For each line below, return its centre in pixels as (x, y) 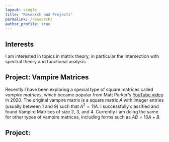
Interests (20, 44)
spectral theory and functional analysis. (46, 62)
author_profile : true (28, 24)
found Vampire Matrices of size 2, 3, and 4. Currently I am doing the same (82, 111)
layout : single (21, 10)
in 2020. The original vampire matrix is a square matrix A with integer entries (84, 100)
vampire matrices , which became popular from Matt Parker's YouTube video (84, 95)
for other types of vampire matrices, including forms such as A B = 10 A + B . (83, 117)
